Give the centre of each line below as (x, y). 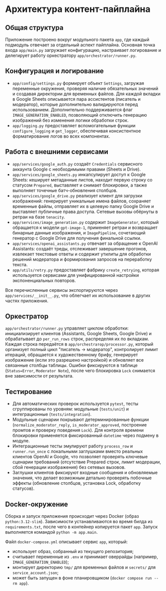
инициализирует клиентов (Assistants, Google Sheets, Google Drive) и (79, 334)
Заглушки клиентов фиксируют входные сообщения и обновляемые (85, 473)
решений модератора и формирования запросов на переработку (82, 259)
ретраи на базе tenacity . (39, 217)
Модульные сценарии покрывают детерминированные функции (81, 419)
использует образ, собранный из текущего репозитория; (73, 552)
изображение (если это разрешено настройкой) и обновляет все (75, 360)
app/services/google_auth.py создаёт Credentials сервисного (77, 164)
